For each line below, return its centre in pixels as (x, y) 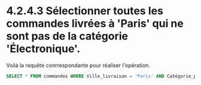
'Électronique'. (43, 49)
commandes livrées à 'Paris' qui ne (95, 23)
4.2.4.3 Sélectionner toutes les (85, 11)
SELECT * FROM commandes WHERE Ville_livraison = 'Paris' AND (85, 76)
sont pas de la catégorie (67, 36)
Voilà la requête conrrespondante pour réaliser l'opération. (78, 65)
